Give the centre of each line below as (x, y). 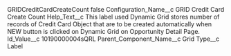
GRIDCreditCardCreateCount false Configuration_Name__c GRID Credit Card (116, 9)
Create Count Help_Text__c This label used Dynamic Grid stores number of (113, 17)
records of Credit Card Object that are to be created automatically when (110, 24)
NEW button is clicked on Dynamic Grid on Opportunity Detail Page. (104, 31)
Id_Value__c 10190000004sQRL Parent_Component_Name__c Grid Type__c (113, 39)
